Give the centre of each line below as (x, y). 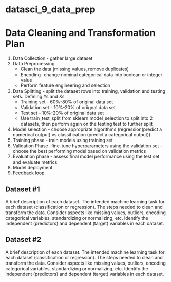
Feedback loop (28, 173)
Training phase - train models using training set (63, 140)
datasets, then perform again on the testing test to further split (87, 124)
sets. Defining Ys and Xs (39, 97)
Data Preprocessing (34, 64)
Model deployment (33, 168)
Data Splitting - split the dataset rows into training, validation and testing (89, 91)
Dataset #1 (23, 189)
